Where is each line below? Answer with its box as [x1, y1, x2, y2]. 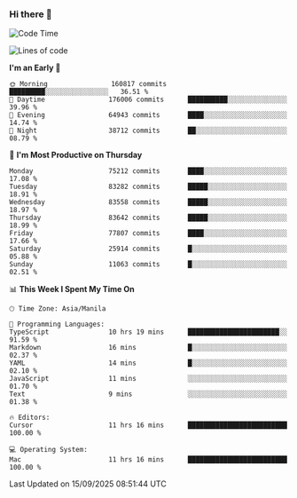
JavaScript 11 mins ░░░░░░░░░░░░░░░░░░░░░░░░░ [9, 375, 288, 383]
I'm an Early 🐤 [9, 62, 61, 74]
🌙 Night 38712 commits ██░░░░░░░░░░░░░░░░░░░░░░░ [9, 126, 288, 136]
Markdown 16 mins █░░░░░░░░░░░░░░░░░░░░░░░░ [9, 344, 288, 352]
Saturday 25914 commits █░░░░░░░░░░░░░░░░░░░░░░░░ [9, 244, 288, 254]
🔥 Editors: [9, 413, 51, 423]
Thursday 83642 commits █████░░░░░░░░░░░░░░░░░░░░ [9, 213, 288, 223]
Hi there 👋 [9, 8, 53, 20]
